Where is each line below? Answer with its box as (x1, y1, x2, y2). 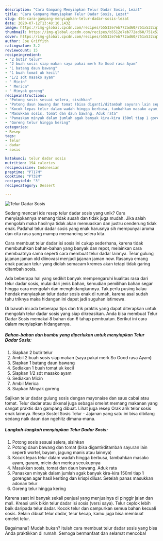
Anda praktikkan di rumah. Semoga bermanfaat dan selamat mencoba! (5, 530, 147, 536)
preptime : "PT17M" (5, 170, 42, 175)
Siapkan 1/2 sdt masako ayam (12, 370, 72, 376)
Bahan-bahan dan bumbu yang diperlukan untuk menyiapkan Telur (5, 332, 145, 338)
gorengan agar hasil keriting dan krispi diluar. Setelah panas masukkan (12, 475, 154, 481)
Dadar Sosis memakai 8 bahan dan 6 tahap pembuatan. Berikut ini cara (5, 315, 147, 321)
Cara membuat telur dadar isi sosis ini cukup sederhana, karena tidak (5, 240, 144, 246)
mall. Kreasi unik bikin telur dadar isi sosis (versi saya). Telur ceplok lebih (5, 500, 151, 506)
